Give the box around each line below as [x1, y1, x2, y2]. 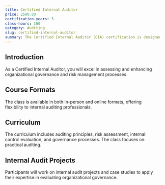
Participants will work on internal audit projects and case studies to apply [5, 169, 153, 175]
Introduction [5, 53, 44, 62]
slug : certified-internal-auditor [5, 30, 76, 35]
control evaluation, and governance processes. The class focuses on [5, 137, 145, 143]
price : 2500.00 [5, 12, 36, 17]
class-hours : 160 [5, 21, 41, 26]
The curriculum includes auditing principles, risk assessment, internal [5, 131, 146, 137]
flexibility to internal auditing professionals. [5, 104, 92, 110]
